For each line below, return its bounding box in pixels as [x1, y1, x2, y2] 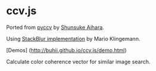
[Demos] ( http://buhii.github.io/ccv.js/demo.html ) [6, 46, 127, 54]
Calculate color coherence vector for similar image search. [6, 58, 151, 65]
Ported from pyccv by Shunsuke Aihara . [6, 24, 105, 31]
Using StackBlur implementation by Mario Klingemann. [6, 35, 140, 42]
